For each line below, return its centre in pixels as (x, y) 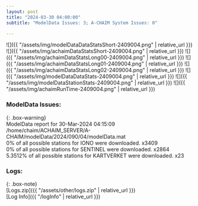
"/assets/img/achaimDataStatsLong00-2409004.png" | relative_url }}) (99, 58)
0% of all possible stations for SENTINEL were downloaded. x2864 (88, 149)
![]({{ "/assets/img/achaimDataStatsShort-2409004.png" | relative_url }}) (95, 51)
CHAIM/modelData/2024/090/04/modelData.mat (66, 136)
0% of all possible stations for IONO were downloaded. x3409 (82, 143)
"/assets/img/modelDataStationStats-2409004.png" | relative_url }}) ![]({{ (96, 83)
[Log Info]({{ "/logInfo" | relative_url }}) (53, 196)
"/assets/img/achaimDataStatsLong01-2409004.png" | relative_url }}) (98, 64)
